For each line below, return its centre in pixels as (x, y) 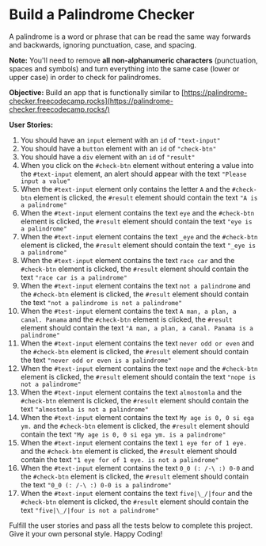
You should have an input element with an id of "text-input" (120, 139)
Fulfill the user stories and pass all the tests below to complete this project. (131, 525)
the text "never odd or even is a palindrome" (96, 360)
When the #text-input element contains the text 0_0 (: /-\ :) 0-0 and (137, 468)
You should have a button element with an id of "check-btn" (118, 148)
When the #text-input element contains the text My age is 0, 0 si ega (137, 417)
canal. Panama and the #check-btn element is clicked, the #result (126, 319)
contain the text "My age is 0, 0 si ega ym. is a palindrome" (123, 434)
